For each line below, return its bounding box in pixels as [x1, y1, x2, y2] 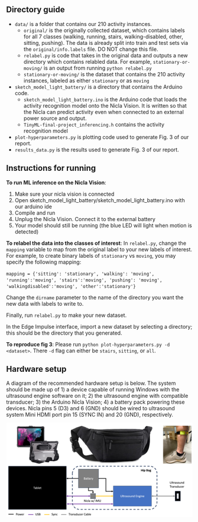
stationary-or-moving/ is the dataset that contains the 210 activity [23, 70, 185, 77]
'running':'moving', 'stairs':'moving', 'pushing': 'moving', [6, 277, 163, 283]
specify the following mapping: [6, 258, 82, 265]
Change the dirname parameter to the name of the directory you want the [6, 294, 184, 301]
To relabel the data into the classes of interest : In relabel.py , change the [6, 239, 187, 247]
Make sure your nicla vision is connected [14, 190, 115, 197]
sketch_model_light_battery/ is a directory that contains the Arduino [14, 83, 183, 90]
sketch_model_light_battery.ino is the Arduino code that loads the [23, 96, 187, 103]
